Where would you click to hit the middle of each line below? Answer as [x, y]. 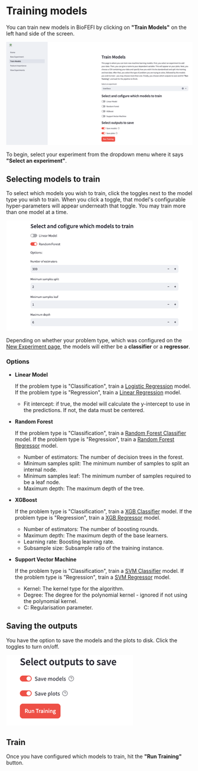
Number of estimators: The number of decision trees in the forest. [104, 457]
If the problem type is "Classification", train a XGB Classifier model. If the [103, 511]
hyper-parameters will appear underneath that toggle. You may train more [96, 206]
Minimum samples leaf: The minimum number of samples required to [107, 476]
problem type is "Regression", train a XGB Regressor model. [87, 517]
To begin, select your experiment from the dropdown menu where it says [95, 154]
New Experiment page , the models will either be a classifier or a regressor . [98, 346]
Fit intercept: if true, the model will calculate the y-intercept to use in [107, 404]
